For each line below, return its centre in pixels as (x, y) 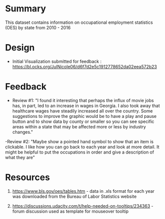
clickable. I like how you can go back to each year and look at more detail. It (82, 147)
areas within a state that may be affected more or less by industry (79, 126)
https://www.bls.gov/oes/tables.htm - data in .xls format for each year (83, 191)
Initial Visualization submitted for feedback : (57, 61)
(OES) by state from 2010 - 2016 (38, 27)
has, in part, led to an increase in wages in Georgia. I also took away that (86, 106)
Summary (25, 9)
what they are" (20, 157)
